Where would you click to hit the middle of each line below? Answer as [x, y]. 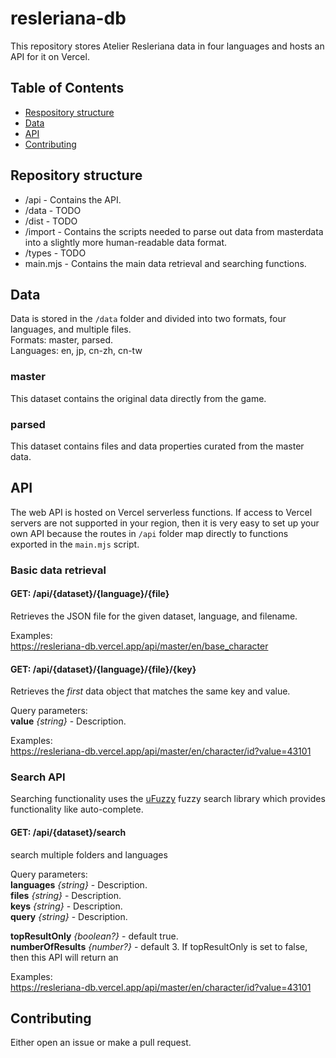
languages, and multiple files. [71, 329]
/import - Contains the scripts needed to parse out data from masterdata [174, 231]
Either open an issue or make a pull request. [101, 1043]
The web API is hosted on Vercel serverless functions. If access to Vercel [161, 512]
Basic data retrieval [58, 570]
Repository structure [76, 175]
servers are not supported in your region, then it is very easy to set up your [165, 523]
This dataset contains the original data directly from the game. [138, 398]
